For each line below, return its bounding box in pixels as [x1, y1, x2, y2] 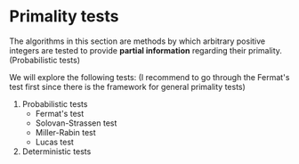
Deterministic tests [21, 145, 92, 157]
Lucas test [35, 136, 74, 147]
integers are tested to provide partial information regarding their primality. [9, 45, 283, 55]
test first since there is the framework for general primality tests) [9, 81, 246, 92]
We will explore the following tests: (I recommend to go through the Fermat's [9, 71, 290, 82]
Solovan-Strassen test [35, 118, 117, 128]
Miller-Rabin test [35, 127, 96, 137]
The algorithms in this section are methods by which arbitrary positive [9, 36, 266, 46]
